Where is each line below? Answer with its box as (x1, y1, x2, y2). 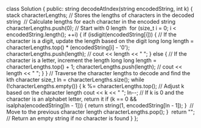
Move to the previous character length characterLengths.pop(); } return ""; (6, 109, 195, 115)
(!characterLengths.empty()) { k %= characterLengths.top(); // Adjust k (6, 83, 185, 90)
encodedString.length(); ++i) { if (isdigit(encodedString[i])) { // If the (6, 31, 177, 38)
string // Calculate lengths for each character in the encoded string (6, 18, 175, 25)
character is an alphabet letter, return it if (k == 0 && (6, 95, 137, 103)
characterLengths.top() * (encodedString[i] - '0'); (6, 44, 130, 51)
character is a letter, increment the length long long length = (6, 57, 157, 64)
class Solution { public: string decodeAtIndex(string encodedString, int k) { (6, 5, 193, 12)
